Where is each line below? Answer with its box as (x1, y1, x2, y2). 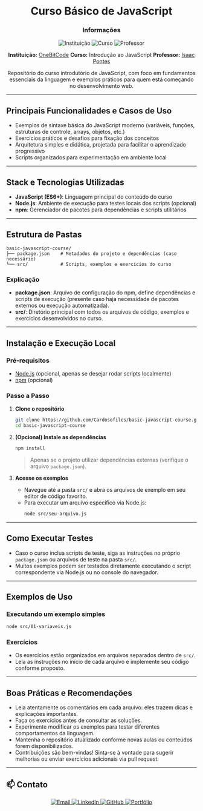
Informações (82, 26, 121, 35)
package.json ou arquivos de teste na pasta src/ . (14, 555, 137, 563)
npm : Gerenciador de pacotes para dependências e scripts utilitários (14, 206, 187, 213)
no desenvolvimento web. (69, 82, 134, 90)
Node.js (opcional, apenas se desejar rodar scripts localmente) (14, 369, 172, 377)
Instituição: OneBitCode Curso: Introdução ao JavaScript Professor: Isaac (8, 51, 195, 59)
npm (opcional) (14, 376, 53, 383)
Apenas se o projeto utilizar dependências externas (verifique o (30, 456, 188, 463)
